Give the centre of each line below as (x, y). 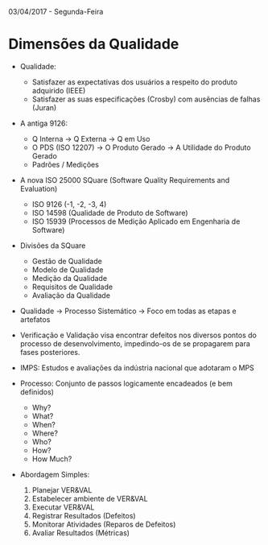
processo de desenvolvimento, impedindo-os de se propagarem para (135, 343)
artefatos (35, 319)
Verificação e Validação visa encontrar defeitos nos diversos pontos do (138, 335)
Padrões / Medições (65, 164)
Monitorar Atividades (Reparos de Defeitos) (104, 524)
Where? (45, 433)
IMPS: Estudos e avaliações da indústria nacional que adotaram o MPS (137, 367)
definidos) (37, 392)
